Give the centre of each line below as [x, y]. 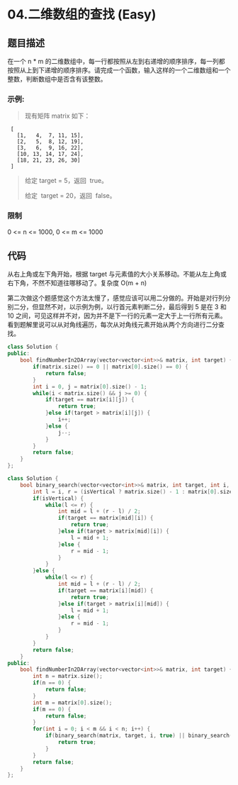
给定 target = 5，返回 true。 [66, 181]
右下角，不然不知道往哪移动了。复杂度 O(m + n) [77, 283]
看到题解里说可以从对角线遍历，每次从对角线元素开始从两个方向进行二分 [113, 325]
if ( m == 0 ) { [52, 709]
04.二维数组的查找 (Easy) [82, 15]
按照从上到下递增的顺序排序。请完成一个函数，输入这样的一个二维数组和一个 [119, 70]
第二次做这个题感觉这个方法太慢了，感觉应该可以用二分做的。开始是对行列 [116, 298]
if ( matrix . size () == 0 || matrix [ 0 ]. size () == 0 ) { [111, 367]
